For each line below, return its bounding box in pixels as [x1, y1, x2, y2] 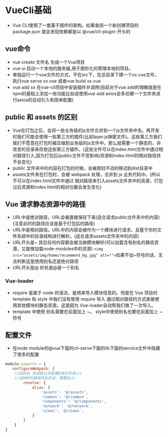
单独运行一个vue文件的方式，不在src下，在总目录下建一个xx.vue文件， [12, 71, 159, 78]
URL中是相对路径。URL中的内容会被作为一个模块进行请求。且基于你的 [12, 227, 157, 233]
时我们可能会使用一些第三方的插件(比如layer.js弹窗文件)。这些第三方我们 [12, 133, 162, 139]
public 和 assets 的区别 [5, 113, 78, 121]
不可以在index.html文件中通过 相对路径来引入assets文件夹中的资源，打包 [12, 177, 163, 184]
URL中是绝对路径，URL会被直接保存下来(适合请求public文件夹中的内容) [12, 214, 160, 221]
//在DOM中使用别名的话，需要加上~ [14, 376, 77, 381]
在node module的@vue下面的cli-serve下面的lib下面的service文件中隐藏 [12, 345, 160, 351]
